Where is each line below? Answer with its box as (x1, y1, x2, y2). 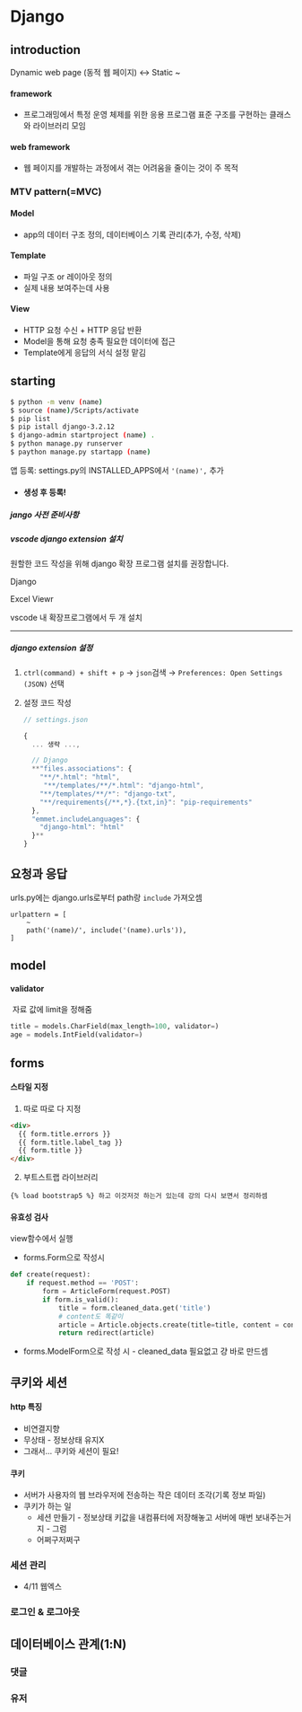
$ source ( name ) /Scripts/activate (10, 406, 140, 415)
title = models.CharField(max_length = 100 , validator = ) (10, 1022, 220, 1031)
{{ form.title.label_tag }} (18, 1138, 124, 1147)
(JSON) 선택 (22, 678, 65, 689)
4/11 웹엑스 (22, 1581, 62, 1592)
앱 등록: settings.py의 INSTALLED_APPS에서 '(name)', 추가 (10, 464, 225, 475)
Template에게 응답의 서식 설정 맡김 (22, 347, 147, 357)
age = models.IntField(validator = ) (10, 1030, 143, 1039)
